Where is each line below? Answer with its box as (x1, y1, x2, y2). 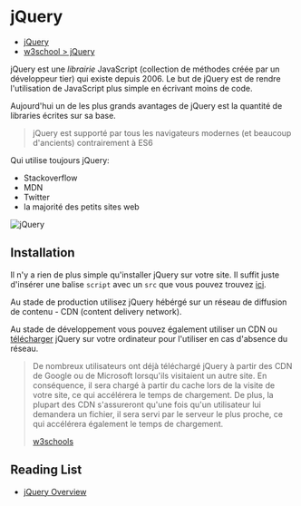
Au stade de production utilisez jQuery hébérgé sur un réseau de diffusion (10, 297, 287, 307)
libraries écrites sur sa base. (10, 110, 116, 121)
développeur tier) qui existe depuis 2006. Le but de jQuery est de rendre (10, 73, 281, 83)
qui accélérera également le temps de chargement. (32, 418, 224, 429)
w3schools (32, 435, 74, 446)
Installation (10, 245, 75, 260)
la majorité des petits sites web (23, 201, 140, 212)
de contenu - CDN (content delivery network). (10, 306, 182, 316)
